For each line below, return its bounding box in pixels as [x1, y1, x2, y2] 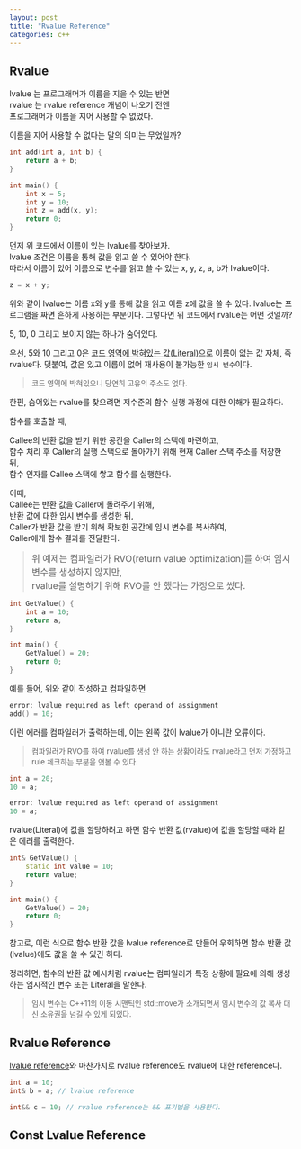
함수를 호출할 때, [9, 415, 67, 426]
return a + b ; [25, 157, 78, 166]
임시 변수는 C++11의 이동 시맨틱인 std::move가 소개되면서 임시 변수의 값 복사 [31, 999, 282, 1009]
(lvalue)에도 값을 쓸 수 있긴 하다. [9, 949, 123, 960]
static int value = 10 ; [25, 862, 115, 872]
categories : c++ [9, 30, 70, 39]
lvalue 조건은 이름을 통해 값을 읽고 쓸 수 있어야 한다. [9, 251, 191, 262]
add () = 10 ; [9, 709, 54, 719]
